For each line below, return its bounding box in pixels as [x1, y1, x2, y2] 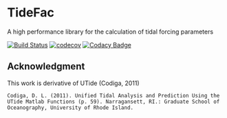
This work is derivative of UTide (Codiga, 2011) [7, 79, 140, 87]
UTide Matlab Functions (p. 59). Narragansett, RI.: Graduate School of [7, 98, 220, 105]
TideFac [7, 5, 55, 21]
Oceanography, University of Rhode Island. [7, 104, 134, 111]
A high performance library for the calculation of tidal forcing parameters [7, 27, 214, 36]
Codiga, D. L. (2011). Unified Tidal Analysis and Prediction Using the [7, 92, 220, 99]
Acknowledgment [7, 60, 85, 73]
